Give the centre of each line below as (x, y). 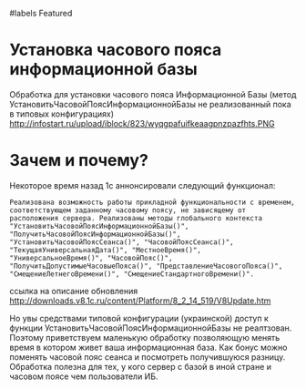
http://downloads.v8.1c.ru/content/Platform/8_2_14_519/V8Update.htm (140, 301)
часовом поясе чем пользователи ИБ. (84, 376)
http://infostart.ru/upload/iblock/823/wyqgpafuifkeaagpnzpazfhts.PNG (142, 123)
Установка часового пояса (116, 50)
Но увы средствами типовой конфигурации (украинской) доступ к (139, 318)
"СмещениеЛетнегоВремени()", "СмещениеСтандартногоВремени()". (132, 274)
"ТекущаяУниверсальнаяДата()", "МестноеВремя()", (106, 250)
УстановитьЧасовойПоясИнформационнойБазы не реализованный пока (150, 104)
